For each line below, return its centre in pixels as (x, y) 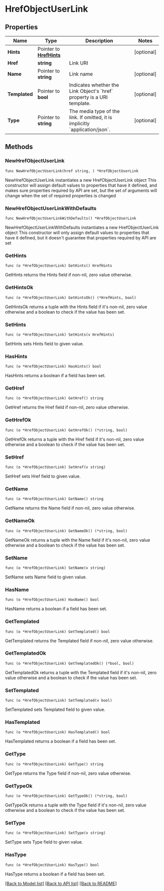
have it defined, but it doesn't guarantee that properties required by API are (81, 237)
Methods (19, 147)
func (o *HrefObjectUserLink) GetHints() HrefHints (59, 266)
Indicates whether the (94, 85)
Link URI (79, 63)
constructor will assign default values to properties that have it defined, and (81, 185)
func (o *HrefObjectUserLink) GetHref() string (54, 398)
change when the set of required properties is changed (61, 195)
